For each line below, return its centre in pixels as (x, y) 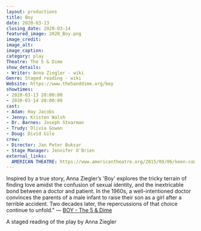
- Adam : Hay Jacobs (31, 112)
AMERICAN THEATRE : (35, 162)
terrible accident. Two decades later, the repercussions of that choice (92, 204)
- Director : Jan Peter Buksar (44, 145)
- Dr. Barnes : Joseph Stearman (45, 123)
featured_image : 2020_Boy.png (44, 34)
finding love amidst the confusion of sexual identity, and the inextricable (95, 185)
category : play (25, 56)
